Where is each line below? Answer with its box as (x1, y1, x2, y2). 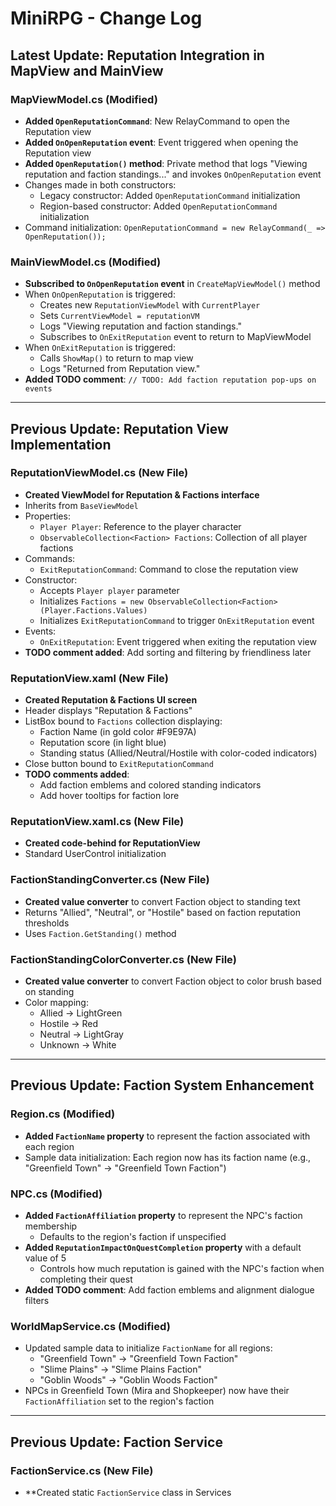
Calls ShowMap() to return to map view (39, 352, 194, 364)
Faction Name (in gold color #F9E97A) (39, 726, 197, 738)
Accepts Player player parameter (39, 584, 180, 596)
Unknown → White (39, 1039, 117, 1051)
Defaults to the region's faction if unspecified (39, 1231, 227, 1243)
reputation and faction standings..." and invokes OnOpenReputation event (24, 168, 322, 180)
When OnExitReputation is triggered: (24, 342, 176, 354)
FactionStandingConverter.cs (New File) (10, 873, 210, 887)
